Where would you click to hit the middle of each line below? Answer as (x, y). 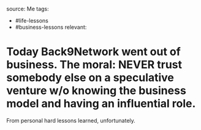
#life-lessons (32, 20)
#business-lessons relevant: (51, 27)
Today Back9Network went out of (93, 52)
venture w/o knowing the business (97, 91)
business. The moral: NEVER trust (94, 65)
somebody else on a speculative (90, 78)
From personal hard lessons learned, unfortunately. (71, 120)
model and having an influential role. (101, 104)
